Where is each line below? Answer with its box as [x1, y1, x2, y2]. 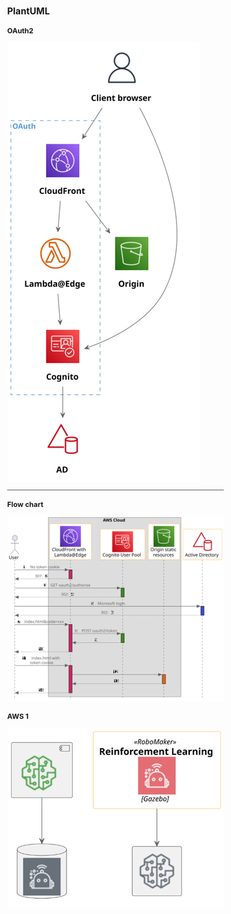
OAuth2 [7, 26, 34, 36]
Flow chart [7, 499, 43, 509]
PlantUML [7, 6, 50, 17]
